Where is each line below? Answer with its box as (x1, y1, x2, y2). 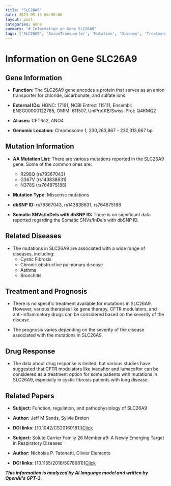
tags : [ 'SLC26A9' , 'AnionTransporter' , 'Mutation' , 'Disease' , (5, 31, 142, 36)
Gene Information (5, 73, 62, 82)
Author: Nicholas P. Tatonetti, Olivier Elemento (12, 450, 111, 456)
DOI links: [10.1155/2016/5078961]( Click (12, 460, 96, 466)
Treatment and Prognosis (5, 287, 88, 296)
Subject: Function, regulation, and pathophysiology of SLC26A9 (12, 405, 148, 411)
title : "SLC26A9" (5, 7, 42, 13)
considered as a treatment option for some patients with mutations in (12, 371, 158, 377)
